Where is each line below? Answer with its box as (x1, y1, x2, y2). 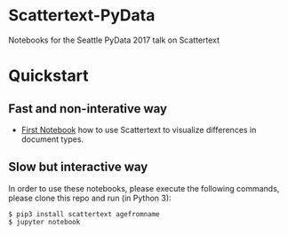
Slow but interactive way (8, 160, 148, 175)
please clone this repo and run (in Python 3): (8, 192, 172, 203)
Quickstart (8, 66, 90, 86)
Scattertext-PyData (8, 5, 156, 26)
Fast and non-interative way (8, 101, 168, 116)
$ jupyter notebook (8, 217, 81, 226)
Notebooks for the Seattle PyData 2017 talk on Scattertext (8, 35, 220, 45)
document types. (20, 134, 84, 145)
